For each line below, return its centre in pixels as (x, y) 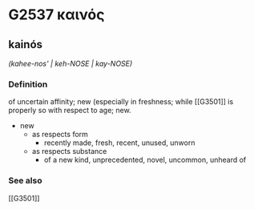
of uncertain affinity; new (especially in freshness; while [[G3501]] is (121, 102)
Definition (28, 84)
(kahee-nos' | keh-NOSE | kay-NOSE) (71, 63)
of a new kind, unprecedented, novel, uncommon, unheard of (145, 160)
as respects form (60, 135)
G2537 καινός (56, 15)
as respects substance (69, 151)
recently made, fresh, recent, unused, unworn (119, 143)
